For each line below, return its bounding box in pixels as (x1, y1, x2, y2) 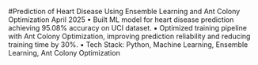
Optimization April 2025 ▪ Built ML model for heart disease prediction (8, 15, 234, 24)
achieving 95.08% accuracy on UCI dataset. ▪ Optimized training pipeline (8, 23, 248, 32)
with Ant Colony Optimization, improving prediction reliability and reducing (8, 31, 251, 41)
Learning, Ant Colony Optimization (8, 49, 120, 57)
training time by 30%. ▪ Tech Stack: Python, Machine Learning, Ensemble (8, 40, 249, 49)
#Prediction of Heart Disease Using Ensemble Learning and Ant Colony (8, 7, 241, 16)
